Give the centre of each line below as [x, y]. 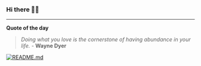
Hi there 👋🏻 [23, 10]
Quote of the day [28, 28]
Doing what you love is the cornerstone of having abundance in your [106, 40]
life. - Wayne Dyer [44, 46]
